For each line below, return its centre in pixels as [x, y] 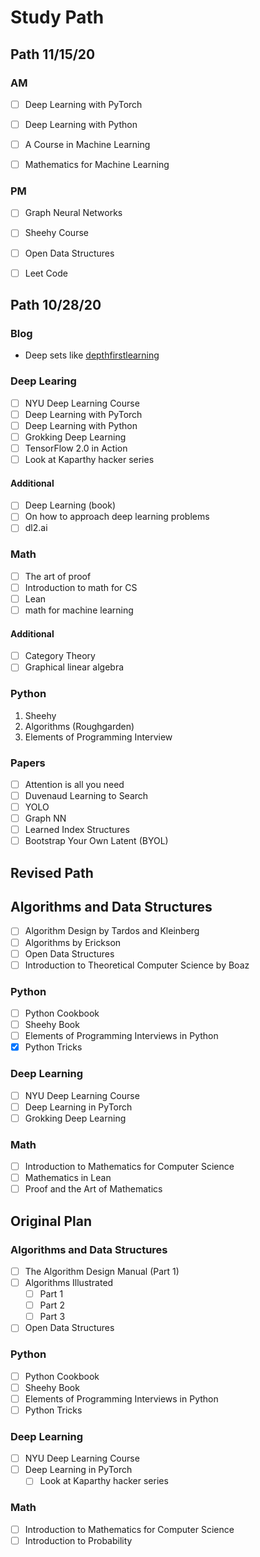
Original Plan [51, 1221]
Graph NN [45, 818]
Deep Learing [43, 381]
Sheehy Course [56, 233]
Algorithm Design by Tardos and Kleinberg [112, 931]
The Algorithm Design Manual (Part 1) [102, 1271]
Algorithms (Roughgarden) [79, 726]
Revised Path [52, 872]
